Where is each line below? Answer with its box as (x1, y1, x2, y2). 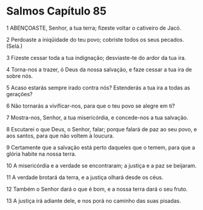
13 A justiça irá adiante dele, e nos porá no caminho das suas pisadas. (6, 197, 182, 204)
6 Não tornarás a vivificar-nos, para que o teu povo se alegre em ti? (6, 102, 175, 110)
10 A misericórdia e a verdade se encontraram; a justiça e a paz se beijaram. (6, 162, 197, 169)
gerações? (6, 90, 33, 97)
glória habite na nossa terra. (6, 150, 77, 157)
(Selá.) (6, 42, 23, 50)
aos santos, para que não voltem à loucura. (6, 132, 115, 139)
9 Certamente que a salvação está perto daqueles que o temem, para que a (6, 143, 196, 151)
